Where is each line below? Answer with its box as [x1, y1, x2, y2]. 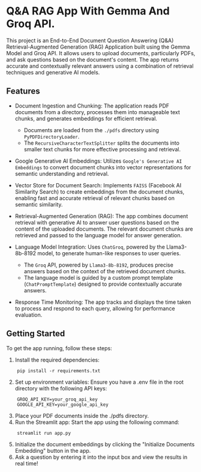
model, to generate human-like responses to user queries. [37, 249, 181, 256]
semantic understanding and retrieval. [14, 170, 109, 177]
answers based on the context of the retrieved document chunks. [23, 267, 186, 274]
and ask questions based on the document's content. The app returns [6, 56, 179, 63]
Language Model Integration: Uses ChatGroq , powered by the [14, 243, 165, 250]
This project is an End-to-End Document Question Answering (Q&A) [6, 37, 174, 44]
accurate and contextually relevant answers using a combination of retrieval [6, 62, 194, 70]
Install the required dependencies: [14, 356, 100, 363]
